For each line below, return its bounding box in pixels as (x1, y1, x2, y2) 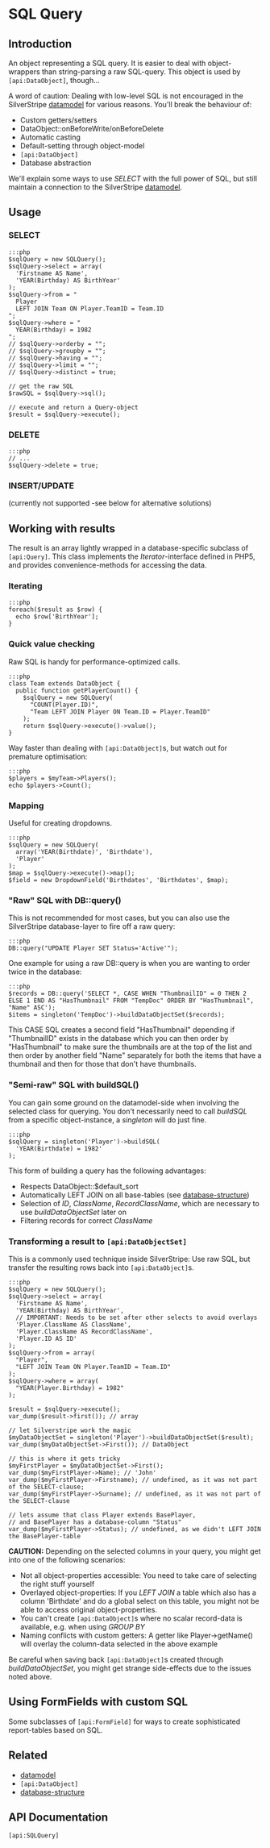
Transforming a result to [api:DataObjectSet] (8, 1235, 188, 1247)
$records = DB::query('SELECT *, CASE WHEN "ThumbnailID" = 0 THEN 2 (8, 989, 247, 998)
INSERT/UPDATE (8, 480, 75, 491)
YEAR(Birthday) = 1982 (15, 326, 92, 334)
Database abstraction (19, 158, 92, 168)
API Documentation (8, 1810, 109, 1824)
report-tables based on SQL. (8, 1725, 103, 1734)
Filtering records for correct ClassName (19, 1215, 153, 1226)
